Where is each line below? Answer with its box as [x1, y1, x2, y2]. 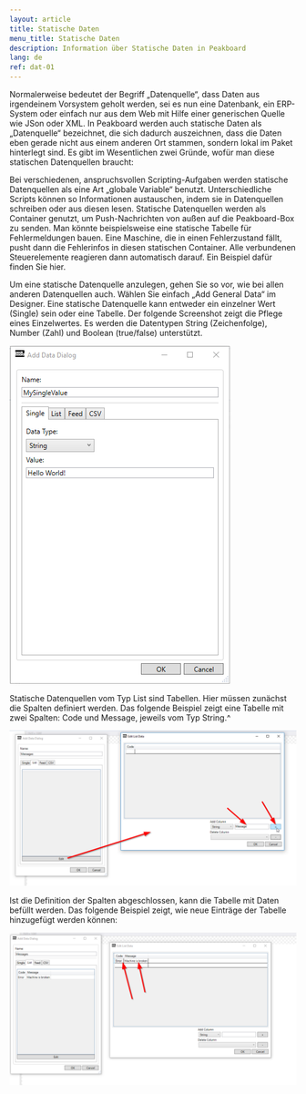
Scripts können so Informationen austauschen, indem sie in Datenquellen [9, 194, 284, 204]
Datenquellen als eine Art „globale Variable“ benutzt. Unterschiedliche [9, 184, 272, 195]
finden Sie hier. [9, 261, 66, 272]
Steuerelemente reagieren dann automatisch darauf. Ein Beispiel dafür [9, 251, 273, 262]
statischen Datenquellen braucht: [9, 157, 134, 168]
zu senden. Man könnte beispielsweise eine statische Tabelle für [9, 223, 252, 233]
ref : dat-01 [9, 63, 55, 72]
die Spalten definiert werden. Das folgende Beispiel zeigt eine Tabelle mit [9, 702, 284, 713]
